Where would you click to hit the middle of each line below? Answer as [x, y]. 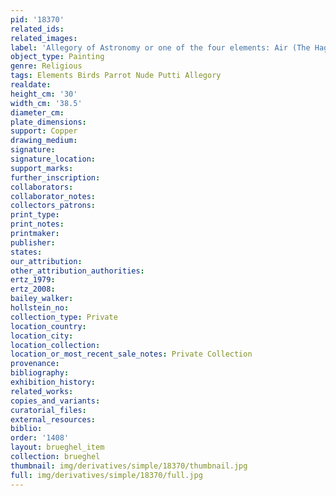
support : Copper [44, 131]
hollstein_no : [40, 308]
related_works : [42, 391]
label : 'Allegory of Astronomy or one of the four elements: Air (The [160, 47]
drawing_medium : [44, 141]
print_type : [35, 215]
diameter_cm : [37, 112]
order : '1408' [40, 438]
